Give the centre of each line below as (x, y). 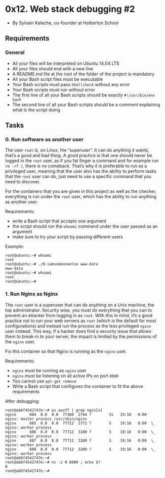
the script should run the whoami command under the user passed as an (85, 226)
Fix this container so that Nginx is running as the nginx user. (66, 351)
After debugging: (22, 401)
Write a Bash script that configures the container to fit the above (78, 386)
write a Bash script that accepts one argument (59, 221)
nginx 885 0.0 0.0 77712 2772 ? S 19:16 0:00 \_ (80, 423)
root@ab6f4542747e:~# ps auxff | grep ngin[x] (54, 410)
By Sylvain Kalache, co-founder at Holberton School (65, 23)
